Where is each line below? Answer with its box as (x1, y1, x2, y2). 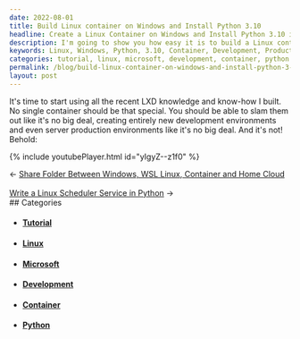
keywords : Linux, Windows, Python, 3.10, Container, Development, (9, 47, 262, 55)
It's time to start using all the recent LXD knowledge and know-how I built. (9, 96, 282, 106)
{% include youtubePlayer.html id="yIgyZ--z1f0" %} (9, 151, 200, 162)
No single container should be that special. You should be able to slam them (9, 105, 288, 116)
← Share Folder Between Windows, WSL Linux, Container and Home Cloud (9, 168, 286, 179)
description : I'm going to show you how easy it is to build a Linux (9, 38, 274, 47)
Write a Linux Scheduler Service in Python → (9, 187, 174, 198)
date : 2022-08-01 (9, 13, 74, 22)
